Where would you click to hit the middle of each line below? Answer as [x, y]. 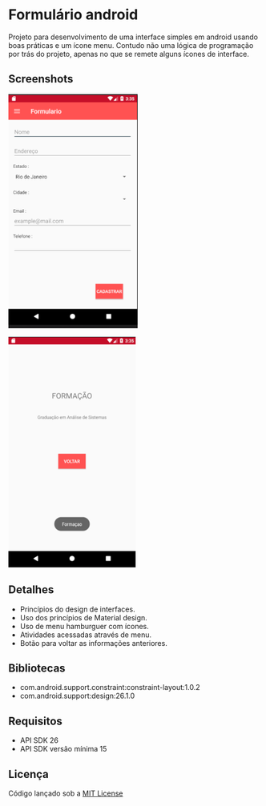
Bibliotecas [37, 668]
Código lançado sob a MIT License [66, 793]
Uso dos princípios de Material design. [84, 617]
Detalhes [31, 590]
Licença [29, 774]
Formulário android [73, 15]
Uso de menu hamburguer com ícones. [85, 626]
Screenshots [41, 79]
